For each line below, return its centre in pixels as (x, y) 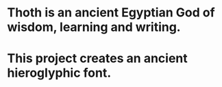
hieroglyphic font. (59, 73)
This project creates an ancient (97, 59)
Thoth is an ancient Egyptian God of (111, 13)
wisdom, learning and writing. (94, 27)
